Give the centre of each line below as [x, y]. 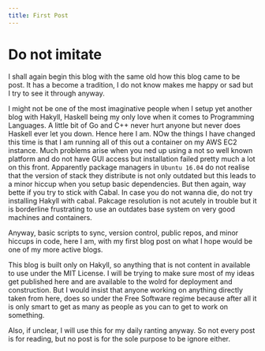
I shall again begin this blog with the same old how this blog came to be [124, 77]
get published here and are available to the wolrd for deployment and [120, 282]
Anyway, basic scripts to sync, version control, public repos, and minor [123, 233]
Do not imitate [55, 54]
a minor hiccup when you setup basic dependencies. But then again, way [127, 184]
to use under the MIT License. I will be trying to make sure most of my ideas [131, 273]
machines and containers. [50, 217]
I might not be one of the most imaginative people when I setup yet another [130, 108]
